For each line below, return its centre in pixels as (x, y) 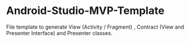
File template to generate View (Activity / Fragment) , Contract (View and (95, 27)
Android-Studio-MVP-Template (85, 11)
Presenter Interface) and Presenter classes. (59, 33)
